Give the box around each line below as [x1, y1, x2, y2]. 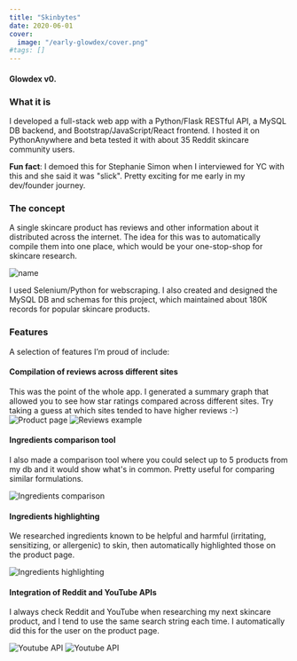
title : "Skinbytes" [9, 12, 82, 22]
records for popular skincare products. [9, 303, 151, 315]
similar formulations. [9, 474, 84, 484]
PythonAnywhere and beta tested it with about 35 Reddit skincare [9, 135, 250, 146]
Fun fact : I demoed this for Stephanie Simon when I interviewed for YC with [9, 161, 285, 172]
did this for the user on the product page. [9, 626, 160, 636]
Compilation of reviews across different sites [9, 366, 179, 377]
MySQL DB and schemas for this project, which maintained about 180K [9, 295, 268, 305]
